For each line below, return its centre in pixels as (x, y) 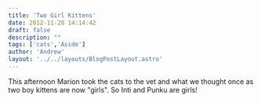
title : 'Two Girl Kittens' (52, 15)
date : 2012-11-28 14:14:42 (52, 23)
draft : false (29, 30)
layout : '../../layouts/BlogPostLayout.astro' (85, 60)
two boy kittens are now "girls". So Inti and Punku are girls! (103, 89)
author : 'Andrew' (36, 52)
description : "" (34, 37)
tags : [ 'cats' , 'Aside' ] (47, 45)
